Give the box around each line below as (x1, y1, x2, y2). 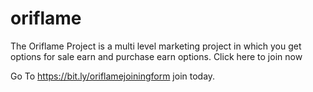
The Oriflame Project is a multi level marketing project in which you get (10, 40, 302, 52)
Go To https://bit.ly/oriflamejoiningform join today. (10, 70, 216, 82)
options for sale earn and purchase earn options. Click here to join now (10, 50, 303, 62)
